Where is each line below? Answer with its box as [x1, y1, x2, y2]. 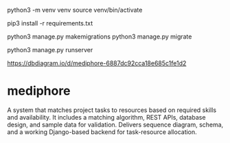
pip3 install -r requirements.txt [7, 19, 93, 27]
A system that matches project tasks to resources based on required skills [7, 106, 217, 114]
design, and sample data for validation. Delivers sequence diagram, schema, [7, 120, 224, 129]
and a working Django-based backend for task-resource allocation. [7, 127, 197, 136]
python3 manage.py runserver [7, 46, 93, 54]
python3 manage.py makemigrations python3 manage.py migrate [7, 32, 192, 41]
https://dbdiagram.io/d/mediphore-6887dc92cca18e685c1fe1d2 [7, 59, 187, 67]
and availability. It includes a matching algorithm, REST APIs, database [7, 113, 206, 121]
